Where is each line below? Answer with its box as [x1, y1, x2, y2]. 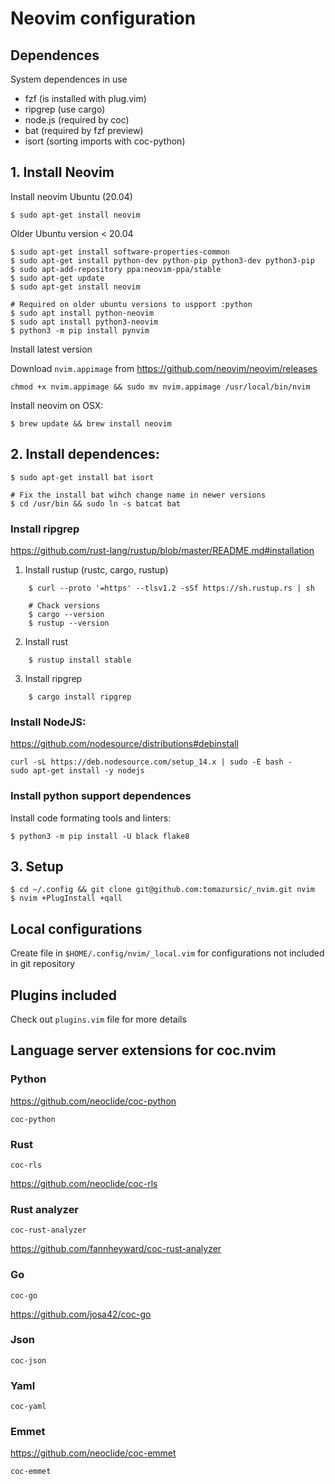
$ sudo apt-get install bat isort [10, 472, 155, 482]
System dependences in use [10, 73, 128, 85]
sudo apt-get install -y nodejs [10, 766, 145, 776]
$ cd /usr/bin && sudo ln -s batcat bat [10, 498, 182, 509]
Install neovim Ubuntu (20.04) [10, 190, 133, 202]
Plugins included [10, 987, 118, 1004]
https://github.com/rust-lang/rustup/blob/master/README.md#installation [10, 544, 315, 556]
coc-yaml [10, 1402, 47, 1412]
